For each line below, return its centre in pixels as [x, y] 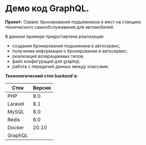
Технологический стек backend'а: [42, 76]
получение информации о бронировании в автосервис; [70, 51]
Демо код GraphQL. [47, 8]
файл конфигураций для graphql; [46, 61]
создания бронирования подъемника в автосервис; [66, 46]
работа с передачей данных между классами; [61, 66]
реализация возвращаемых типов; [48, 56]
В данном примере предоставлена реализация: [55, 36]
